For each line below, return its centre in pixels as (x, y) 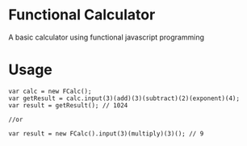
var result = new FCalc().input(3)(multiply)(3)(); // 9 (106, 133)
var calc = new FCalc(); (50, 91)
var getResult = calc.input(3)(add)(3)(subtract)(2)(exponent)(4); (124, 98)
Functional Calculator (82, 15)
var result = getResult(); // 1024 (68, 105)
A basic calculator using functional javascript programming (106, 37)
